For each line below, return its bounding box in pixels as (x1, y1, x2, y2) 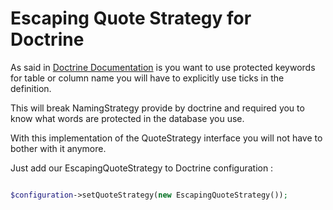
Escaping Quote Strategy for (10, 7, 252, 30)
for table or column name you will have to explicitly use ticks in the (10, 72, 285, 84)
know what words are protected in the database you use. (10, 112, 245, 124)
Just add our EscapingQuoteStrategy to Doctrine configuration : (10, 162, 274, 174)
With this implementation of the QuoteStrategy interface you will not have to (10, 132, 323, 144)
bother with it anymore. (10, 142, 107, 154)
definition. (10, 82, 52, 94)
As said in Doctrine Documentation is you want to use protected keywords (10, 61, 316, 73)
